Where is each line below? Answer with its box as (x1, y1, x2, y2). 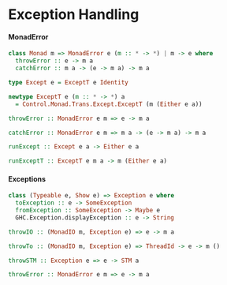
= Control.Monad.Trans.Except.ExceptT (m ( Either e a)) (15, 100, 203, 108)
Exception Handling (8, 6, 140, 24)
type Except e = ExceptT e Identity (8, 79, 128, 87)
